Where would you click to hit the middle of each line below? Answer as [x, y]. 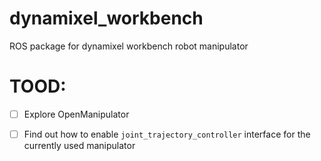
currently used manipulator [79, 145]
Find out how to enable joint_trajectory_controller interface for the [167, 134]
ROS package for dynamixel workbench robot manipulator [129, 46]
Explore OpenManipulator [76, 114]
